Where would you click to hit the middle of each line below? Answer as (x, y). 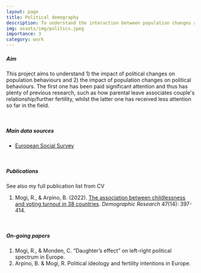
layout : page (22, 12)
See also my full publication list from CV (55, 186)
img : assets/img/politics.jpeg (45, 28)
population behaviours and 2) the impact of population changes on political (99, 80)
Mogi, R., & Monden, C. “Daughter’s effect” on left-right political (93, 250)
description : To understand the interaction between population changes (99, 23)
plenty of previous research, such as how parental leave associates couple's (100, 93)
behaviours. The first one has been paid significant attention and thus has (97, 86)
